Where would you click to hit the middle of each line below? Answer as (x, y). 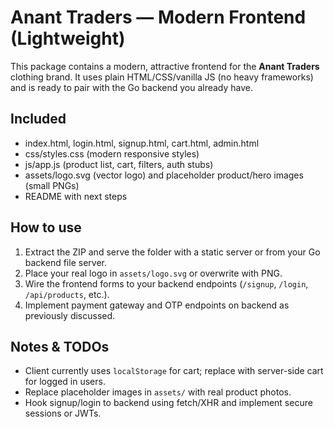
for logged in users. (65, 382)
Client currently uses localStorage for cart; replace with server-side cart (174, 371)
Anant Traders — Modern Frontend (158, 17)
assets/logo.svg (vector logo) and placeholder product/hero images (164, 175)
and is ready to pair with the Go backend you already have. (132, 87)
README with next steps (76, 196)
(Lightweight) (68, 38)
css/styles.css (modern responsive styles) (112, 153)
